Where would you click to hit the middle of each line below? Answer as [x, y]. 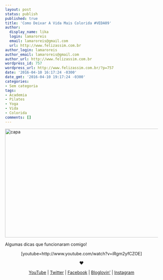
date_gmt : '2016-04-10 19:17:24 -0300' [45, 77]
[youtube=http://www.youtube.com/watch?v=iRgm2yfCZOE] [81, 253]
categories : [17, 81]
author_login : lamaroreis [31, 50]
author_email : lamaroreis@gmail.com [42, 54]
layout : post [18, 9]
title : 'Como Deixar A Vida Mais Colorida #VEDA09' [58, 23]
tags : [10, 90]
